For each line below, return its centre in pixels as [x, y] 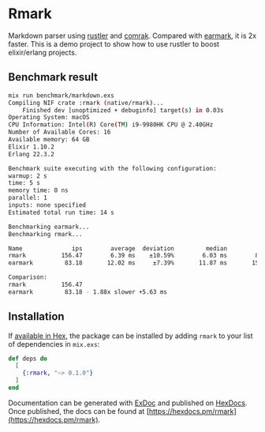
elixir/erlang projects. [43, 52]
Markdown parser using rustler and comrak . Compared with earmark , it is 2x [132, 36]
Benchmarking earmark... [49, 227]
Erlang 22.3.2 [32, 154]
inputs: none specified [47, 205]
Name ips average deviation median [118, 248]
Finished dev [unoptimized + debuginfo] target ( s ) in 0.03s [123, 110]
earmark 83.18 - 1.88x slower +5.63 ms [88, 292]
